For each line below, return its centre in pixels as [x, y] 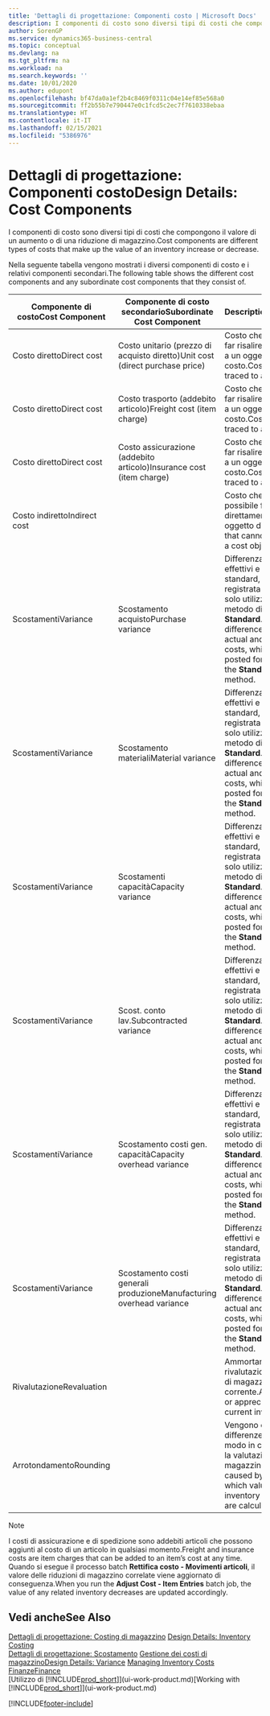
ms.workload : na [35, 68]
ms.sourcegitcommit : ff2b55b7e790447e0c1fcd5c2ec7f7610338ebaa [117, 105]
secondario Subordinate [167, 311]
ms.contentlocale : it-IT [50, 121]
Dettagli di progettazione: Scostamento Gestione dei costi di [108, 1654]
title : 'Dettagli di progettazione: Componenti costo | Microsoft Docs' [133, 16]
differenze [244, 1435]
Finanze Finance [35, 1671]
